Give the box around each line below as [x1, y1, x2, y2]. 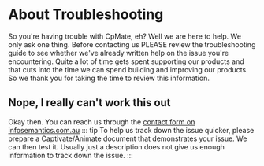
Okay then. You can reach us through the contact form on [8, 116, 195, 127]
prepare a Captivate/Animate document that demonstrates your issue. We [8, 134, 247, 143]
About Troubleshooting [8, 6, 164, 24]
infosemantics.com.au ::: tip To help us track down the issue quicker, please [8, 125, 255, 135]
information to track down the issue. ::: [8, 150, 134, 160]
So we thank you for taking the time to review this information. [8, 73, 210, 83]
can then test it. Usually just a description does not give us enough [8, 142, 225, 151]
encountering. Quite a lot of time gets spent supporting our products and [8, 57, 244, 66]
